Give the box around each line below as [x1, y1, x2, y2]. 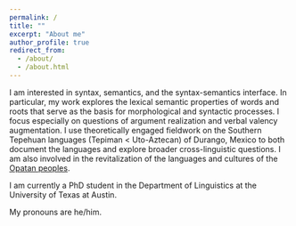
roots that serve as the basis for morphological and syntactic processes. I [9, 106, 280, 117]
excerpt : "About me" [9, 29, 86, 38]
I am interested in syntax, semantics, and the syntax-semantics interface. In [9, 86, 287, 98]
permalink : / [9, 12, 58, 22]
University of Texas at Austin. [9, 189, 118, 200]
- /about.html [17, 63, 70, 72]
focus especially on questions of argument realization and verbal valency [9, 115, 278, 125]
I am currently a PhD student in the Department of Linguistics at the [9, 180, 257, 190]
